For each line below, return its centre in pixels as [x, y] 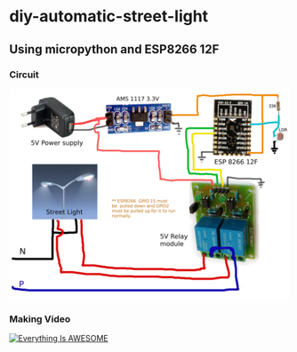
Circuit [24, 75]
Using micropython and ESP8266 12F [114, 49]
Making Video [40, 319]
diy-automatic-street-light [109, 16]
